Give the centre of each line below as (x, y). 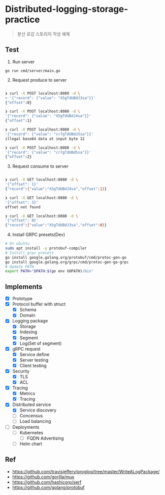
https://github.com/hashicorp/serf (47, 482)
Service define (34, 354)
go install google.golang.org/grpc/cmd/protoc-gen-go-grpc (67, 262)
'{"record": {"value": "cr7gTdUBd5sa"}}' (48, 152)
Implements (24, 287)
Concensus (31, 416)
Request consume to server (40, 166)
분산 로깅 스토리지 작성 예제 (44, 34)
